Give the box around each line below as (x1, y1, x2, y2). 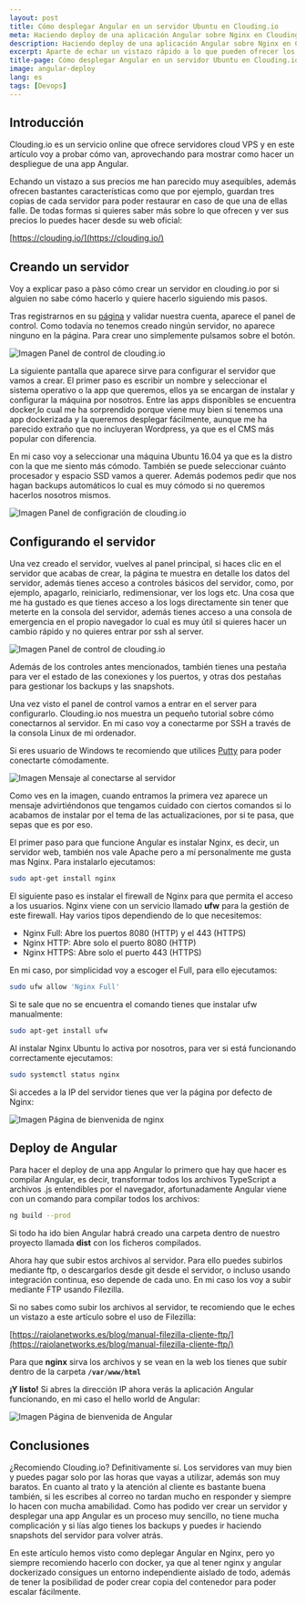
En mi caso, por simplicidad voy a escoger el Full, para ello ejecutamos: (9, 964, 278, 975)
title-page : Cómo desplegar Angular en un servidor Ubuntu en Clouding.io (9, 56, 300, 65)
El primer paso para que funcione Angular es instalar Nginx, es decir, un (9, 837, 280, 849)
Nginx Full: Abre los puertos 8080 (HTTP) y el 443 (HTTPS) (22, 927, 247, 938)
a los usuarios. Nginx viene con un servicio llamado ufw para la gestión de (9, 900, 290, 911)
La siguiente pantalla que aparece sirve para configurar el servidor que (9, 366, 276, 377)
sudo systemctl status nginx (9, 1069, 120, 1079)
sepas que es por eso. (9, 819, 94, 830)
